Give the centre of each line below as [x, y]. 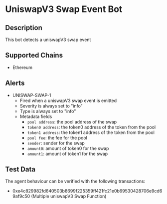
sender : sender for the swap [56, 143]
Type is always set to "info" [48, 111]
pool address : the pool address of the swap [72, 121]
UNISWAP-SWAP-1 [32, 95]
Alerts [15, 83]
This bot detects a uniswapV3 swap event [48, 39]
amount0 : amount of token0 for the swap [68, 148]
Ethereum [22, 67]
